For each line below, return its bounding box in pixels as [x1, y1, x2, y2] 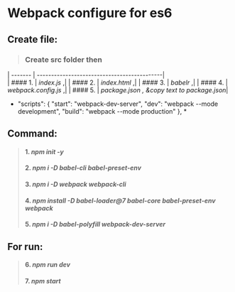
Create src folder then [24, 55, 103, 65]
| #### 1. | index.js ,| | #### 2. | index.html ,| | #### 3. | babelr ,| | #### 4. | [7, 78, 229, 87]
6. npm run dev [24, 261, 71, 269]
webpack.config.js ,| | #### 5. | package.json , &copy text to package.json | [7, 85, 229, 94]
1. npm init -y [24, 147, 64, 156]
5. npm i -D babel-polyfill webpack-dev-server [24, 220, 166, 229]
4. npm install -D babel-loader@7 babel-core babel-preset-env [24, 196, 216, 205]
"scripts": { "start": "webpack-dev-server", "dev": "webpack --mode [17, 99, 219, 108]
